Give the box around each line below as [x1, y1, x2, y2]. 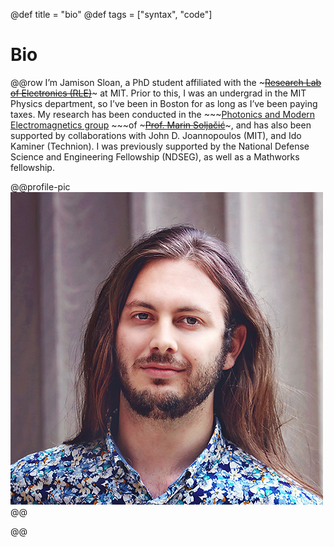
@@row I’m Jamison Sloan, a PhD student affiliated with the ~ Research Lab [10, 76, 322, 88]
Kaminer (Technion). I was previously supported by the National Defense [10, 140, 310, 152]
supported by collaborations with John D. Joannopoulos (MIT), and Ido [10, 129, 302, 141]
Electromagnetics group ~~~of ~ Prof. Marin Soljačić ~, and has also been [10, 119, 312, 131]
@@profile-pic [10, 180, 71, 193]
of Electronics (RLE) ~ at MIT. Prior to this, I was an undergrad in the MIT [10, 87, 307, 99]
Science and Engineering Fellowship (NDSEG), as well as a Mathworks [10, 150, 300, 163]
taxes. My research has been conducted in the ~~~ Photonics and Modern [10, 108, 316, 120]
